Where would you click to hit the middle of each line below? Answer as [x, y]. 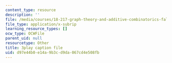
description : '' [23, 15]
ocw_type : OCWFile [25, 34]
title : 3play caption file [34, 48]
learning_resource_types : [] [36, 29]
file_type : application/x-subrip [41, 24]
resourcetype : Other [27, 43]
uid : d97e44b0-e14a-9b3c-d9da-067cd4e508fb [52, 52]
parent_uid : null [24, 39]
